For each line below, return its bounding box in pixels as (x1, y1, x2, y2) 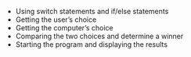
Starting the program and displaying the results (15, 40, 168, 49)
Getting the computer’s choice (15, 23, 114, 32)
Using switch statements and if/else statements (15, 7, 169, 16)
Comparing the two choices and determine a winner (15, 31, 184, 41)
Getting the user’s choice (15, 15, 97, 24)
